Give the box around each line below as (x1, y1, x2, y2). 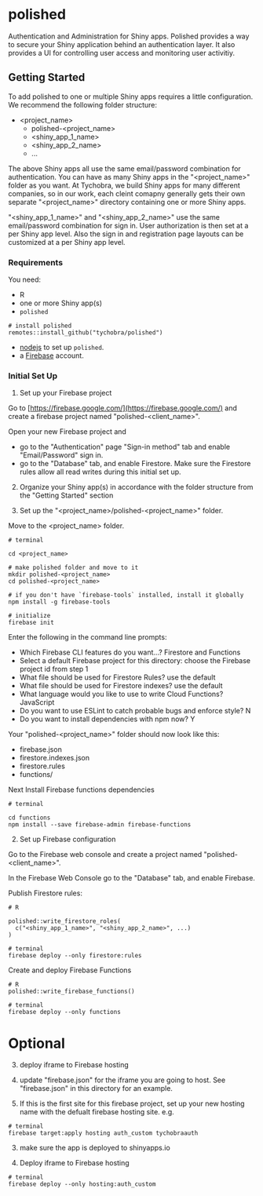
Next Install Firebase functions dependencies (8, 785, 155, 794)
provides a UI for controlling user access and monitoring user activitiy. (8, 48, 236, 57)
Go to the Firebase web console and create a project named (8, 850, 203, 859)
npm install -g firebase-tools (8, 598, 111, 606)
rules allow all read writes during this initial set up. (19, 467, 182, 476)
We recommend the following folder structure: (8, 100, 158, 109)
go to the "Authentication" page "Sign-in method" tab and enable (19, 442, 230, 452)
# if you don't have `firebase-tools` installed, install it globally (8, 591, 244, 600)
